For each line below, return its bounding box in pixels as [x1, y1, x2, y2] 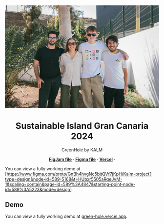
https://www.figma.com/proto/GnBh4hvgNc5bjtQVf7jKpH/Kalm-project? [6, 171, 152, 177]
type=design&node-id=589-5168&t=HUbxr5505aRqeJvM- [5, 176, 123, 182]
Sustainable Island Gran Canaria [15, 120, 149, 131]
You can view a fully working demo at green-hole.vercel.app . [5, 213, 128, 220]
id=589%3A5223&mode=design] [5, 186, 72, 192]
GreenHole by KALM [61, 147, 103, 153]
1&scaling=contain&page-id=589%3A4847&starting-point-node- [5, 181, 136, 187]
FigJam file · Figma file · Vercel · [48, 156, 116, 162]
